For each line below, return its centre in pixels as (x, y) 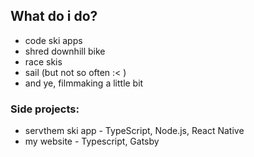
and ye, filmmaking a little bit (84, 83)
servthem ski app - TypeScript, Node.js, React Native (134, 131)
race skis (43, 61)
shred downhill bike (65, 51)
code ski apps (53, 40)
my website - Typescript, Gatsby (92, 141)
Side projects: (45, 109)
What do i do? (54, 16)
